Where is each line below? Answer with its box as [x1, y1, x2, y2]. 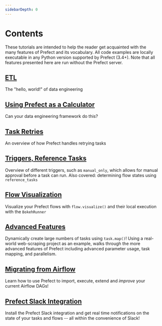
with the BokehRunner [5, 209, 47, 214]
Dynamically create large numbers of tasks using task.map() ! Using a [5, 236, 143, 242]
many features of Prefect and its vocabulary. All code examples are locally [5, 49, 154, 55]
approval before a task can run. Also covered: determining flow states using [5, 172, 157, 178]
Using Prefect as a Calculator [5, 100, 95, 109]
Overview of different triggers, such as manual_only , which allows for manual [5, 167, 158, 173]
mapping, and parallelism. [5, 251, 57, 257]
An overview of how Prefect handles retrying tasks [5, 140, 106, 146]
